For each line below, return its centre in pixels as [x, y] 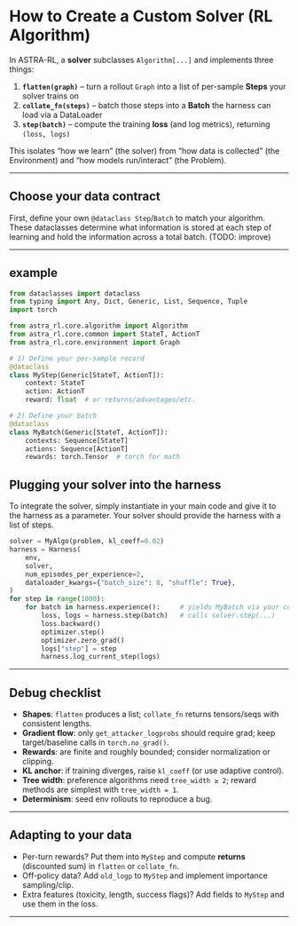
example [34, 273]
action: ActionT [55, 392]
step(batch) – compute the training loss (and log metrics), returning [146, 124]
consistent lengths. [57, 724]
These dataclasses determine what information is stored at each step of [141, 227]
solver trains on [51, 96]
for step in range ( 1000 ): [57, 599]
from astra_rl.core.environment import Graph [94, 342]
